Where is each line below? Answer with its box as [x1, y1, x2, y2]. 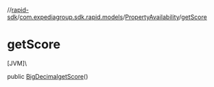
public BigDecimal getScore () [7, 72, 88, 80]
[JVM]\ [7, 59, 27, 67]
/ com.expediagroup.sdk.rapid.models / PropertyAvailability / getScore [16, 13, 207, 21]
